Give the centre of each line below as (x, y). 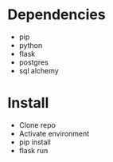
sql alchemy (39, 70)
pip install (35, 142)
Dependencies (56, 15)
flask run (33, 150)
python (31, 45)
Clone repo (37, 124)
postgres (33, 62)
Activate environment (54, 133)
